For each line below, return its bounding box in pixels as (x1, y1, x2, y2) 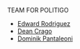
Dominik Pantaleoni (17, 34, 73, 43)
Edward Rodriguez (17, 20, 71, 27)
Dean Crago (17, 27, 52, 35)
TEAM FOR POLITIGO (7, 6, 69, 14)
